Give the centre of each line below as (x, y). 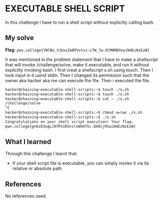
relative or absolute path (37, 168)
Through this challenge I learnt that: (41, 153)
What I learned (28, 142)
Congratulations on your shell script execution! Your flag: (69, 122)
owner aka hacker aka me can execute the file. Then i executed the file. (78, 80)
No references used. (26, 196)
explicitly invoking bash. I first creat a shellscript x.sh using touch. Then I (79, 70)
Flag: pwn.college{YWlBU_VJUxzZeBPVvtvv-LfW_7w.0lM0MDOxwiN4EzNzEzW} (77, 50)
